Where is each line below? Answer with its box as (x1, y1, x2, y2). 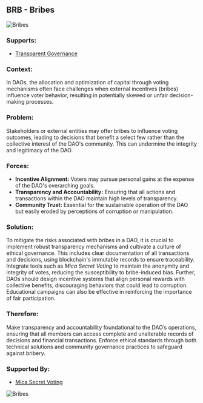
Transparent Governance (15, 50, 78, 57)
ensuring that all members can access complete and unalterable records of (6, 330, 194, 337)
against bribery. (6, 349, 45, 357)
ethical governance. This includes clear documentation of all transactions (6, 249, 190, 257)
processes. (25, 98, 54, 106)
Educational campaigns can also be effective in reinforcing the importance (6, 288, 192, 296)
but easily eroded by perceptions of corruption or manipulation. (15, 208, 174, 215)
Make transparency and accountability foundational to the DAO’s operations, (6, 323, 197, 331)
